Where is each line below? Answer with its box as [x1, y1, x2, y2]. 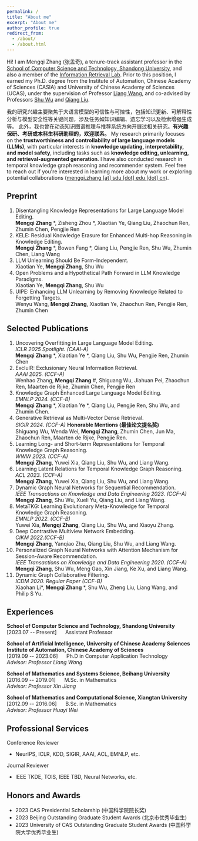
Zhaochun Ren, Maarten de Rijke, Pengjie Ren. [15, 434, 127, 441]
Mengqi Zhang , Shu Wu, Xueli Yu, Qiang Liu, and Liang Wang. [15, 496, 166, 503]
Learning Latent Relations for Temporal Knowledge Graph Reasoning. [15, 465, 183, 472]
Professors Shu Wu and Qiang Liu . [6, 96, 90, 103]
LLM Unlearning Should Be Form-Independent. [15, 257, 129, 264]
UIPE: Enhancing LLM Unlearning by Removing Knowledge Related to [15, 288, 183, 295]
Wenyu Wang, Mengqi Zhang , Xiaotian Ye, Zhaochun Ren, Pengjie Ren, [15, 300, 188, 307]
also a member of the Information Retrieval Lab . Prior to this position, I [6, 71, 176, 78]
